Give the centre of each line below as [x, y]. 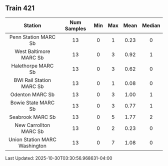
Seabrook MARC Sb [32, 117]
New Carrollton [32, 125]
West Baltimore [32, 51]
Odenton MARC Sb [32, 94]
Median [151, 25]
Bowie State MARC [32, 102]
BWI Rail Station [32, 80]
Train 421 [20, 8]
